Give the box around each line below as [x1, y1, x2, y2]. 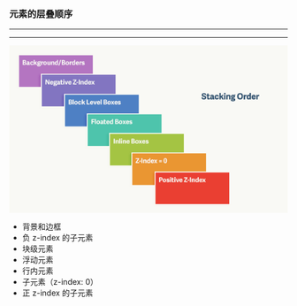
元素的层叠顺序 [9, 7, 73, 19]
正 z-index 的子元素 [21, 287, 94, 298]
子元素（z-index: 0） [21, 276, 99, 287]
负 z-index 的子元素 [21, 232, 94, 242]
